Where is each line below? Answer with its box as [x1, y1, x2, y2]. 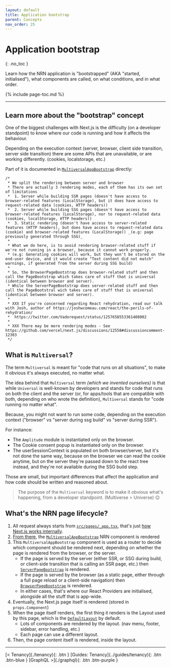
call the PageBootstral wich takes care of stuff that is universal [5, 288, 154, 293]
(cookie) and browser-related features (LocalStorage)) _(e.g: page [5, 229, 154, 235]
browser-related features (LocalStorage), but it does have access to [5, 198, 158, 203]
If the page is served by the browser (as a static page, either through [20, 571, 165, 578]
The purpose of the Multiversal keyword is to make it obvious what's [17, 489, 164, 495]
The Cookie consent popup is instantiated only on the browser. [12, 442, 145, 448]
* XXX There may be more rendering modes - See [7, 324, 110, 329]
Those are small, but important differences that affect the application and [5, 473, 159, 479]
